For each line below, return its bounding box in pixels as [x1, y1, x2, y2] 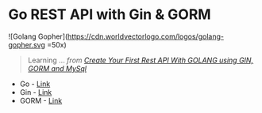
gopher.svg [8, 40, 45, 49]
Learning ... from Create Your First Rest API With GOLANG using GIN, [27, 55, 254, 65]
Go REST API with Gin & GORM [8, 6, 212, 24]
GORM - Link [19, 96, 63, 105]
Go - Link [19, 79, 51, 89]
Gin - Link [19, 87, 52, 96]
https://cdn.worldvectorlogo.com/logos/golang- [67, 32, 225, 41]
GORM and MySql [27, 63, 87, 73]
